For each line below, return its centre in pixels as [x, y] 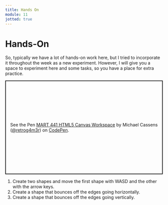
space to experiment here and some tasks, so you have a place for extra [79, 68]
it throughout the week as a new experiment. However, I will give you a [78, 63]
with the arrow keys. [33, 187]
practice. [14, 73]
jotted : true [19, 19]
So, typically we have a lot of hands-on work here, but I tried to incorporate [83, 57]
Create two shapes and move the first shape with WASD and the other [84, 181]
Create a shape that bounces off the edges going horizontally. [76, 192]
